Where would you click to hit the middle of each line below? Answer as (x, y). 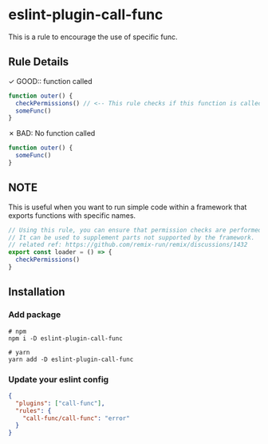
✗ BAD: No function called (52, 133)
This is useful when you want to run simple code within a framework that (128, 207)
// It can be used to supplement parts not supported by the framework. (132, 237)
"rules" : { (33, 410)
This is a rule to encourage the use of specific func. (93, 37)
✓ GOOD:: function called (51, 81)
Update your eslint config (59, 379)
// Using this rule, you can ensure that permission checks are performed (135, 230)
